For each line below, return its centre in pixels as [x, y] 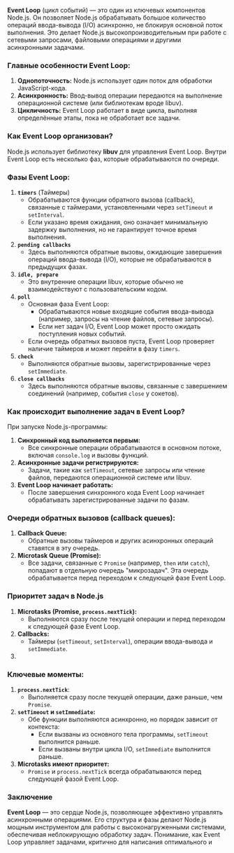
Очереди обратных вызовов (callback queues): [92, 518]
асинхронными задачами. [46, 47]
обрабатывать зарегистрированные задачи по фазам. [109, 500]
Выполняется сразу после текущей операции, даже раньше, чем [125, 697]
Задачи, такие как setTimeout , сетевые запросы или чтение [116, 470]
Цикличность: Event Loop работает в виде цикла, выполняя [107, 111]
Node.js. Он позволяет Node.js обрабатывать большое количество [107, 18]
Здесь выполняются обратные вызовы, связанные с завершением [127, 385]
